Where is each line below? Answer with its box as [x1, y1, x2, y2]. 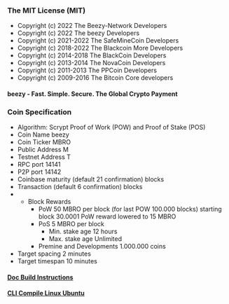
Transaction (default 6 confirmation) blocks [17, 183, 143, 191]
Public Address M [17, 146, 69, 154]
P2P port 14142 [17, 167, 62, 177]
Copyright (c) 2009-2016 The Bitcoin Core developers [17, 74, 174, 82]
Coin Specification [7, 107, 72, 117]
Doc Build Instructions [7, 272, 74, 282]
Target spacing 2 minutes [17, 249, 91, 258]
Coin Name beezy [17, 130, 70, 139]
